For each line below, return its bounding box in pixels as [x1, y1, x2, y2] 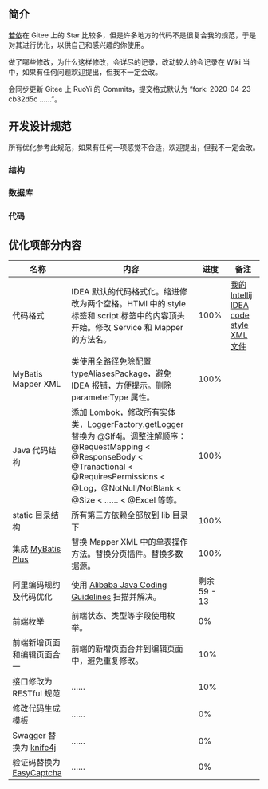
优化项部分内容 [8, 238, 82, 251]
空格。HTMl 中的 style [103, 298, 186, 310]
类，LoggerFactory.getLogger [71, 419, 184, 430]
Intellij [230, 290, 253, 301]
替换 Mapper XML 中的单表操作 [71, 537, 189, 548]
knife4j [30, 742, 57, 753]
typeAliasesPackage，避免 [71, 368, 171, 379]
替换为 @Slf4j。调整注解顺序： [71, 431, 187, 442]
